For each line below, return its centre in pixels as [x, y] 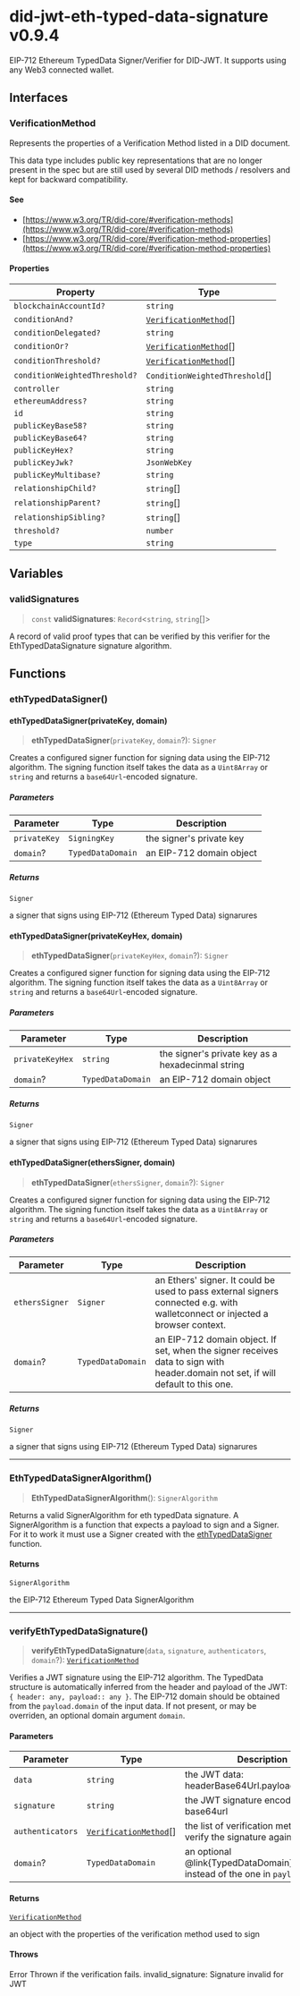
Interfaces [39, 98]
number [160, 531]
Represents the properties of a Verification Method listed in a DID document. [150, 143]
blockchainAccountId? [59, 306]
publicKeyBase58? [50, 426]
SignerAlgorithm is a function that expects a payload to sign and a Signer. [144, 1525]
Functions [38, 674]
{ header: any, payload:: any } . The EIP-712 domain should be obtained [145, 1696]
